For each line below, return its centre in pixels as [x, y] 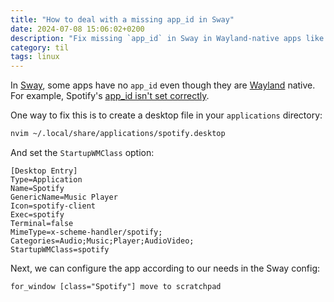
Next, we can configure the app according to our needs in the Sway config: [165, 268]
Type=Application [46, 180]
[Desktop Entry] [44, 171]
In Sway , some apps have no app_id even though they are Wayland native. [163, 85]
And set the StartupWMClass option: [82, 152]
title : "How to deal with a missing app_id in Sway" [122, 19]
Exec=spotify [37, 215]
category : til [40, 47]
